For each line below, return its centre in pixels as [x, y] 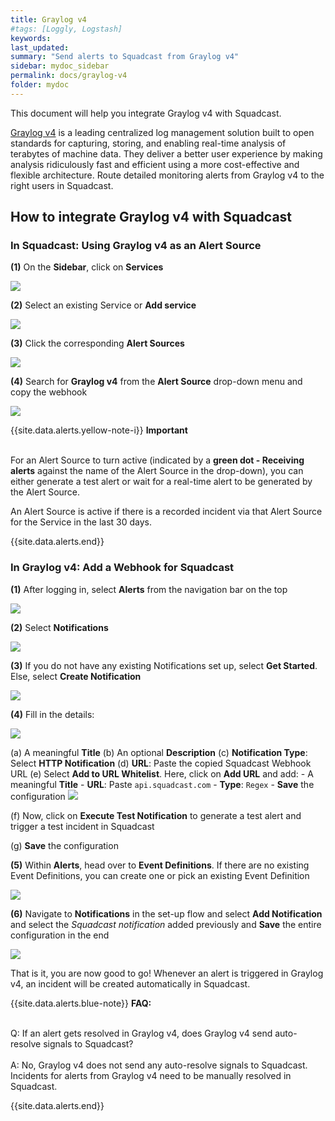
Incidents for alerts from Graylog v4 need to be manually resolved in [151, 1075]
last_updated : [40, 47]
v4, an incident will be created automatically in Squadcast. [130, 983]
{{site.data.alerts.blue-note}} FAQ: [81, 1003]
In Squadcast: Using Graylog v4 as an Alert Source [136, 246]
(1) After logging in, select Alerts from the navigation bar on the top [149, 589]
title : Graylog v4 [48, 19]
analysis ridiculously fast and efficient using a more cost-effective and [155, 164]
